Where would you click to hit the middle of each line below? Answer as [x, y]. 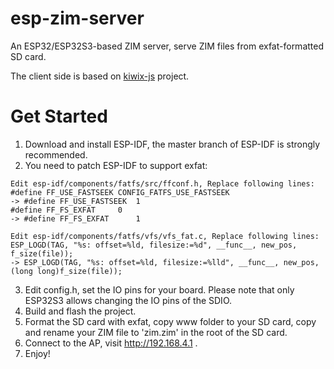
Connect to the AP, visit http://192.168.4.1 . [111, 343]
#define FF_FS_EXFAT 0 [66, 210]
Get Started [59, 116]
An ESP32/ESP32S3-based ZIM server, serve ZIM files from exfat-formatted [167, 46]
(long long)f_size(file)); [66, 271]
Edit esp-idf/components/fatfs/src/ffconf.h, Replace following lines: [162, 183]
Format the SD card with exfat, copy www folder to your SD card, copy [170, 321]
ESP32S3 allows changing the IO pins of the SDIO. [128, 300]
